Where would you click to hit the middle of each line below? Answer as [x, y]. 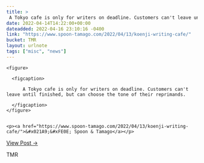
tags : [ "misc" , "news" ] [36, 52]
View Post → [22, 142]
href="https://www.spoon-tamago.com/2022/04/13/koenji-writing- [105, 126]
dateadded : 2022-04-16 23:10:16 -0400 [55, 29]
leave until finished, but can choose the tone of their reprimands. [96, 95]
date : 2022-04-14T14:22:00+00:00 [49, 23]
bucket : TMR [21, 40]
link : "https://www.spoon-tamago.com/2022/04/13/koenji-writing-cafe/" [99, 35]
